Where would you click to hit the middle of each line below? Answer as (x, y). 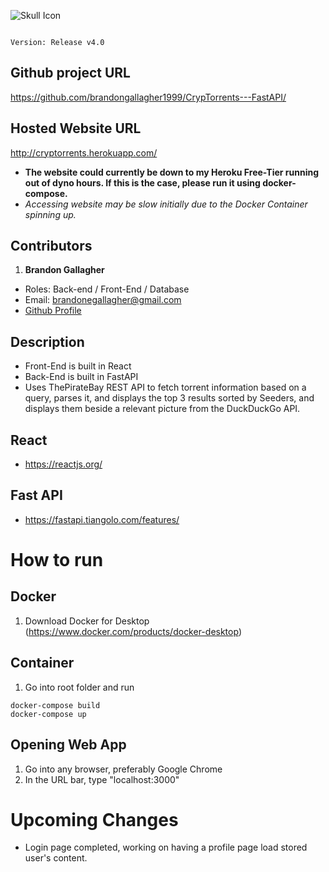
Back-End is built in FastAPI (81, 377)
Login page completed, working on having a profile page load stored (166, 847)
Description (47, 341)
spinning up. (50, 214)
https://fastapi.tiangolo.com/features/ (102, 519)
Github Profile (53, 311)
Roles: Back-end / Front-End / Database (107, 289)
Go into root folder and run (79, 687)
